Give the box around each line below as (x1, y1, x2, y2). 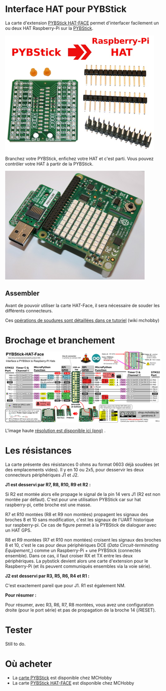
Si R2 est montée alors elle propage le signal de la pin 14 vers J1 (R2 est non (5, 491, 161, 497)
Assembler (5, 289, 40, 298)
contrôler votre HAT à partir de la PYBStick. (5, 160, 94, 167)
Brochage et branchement (5, 334, 115, 346)
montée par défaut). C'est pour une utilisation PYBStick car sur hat (5, 496, 141, 502)
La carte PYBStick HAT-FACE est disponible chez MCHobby (12, 680, 135, 686)
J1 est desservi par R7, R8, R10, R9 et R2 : (5, 481, 91, 487)
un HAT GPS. (5, 527, 32, 533)
